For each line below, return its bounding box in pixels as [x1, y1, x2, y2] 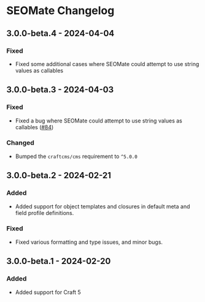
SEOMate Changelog [6, 4, 115, 18]
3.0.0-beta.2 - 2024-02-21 [6, 170, 112, 181]
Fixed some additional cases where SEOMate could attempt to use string [15, 60, 199, 67]
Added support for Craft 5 [15, 289, 81, 296]
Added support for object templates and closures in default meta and [15, 203, 190, 210]
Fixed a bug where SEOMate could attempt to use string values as [15, 117, 182, 124]
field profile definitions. [15, 209, 74, 216]
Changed [6, 138, 35, 147]
